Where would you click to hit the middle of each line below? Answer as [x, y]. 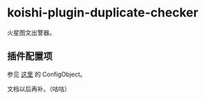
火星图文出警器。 [31, 32]
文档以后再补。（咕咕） [39, 89]
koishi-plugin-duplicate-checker [103, 13]
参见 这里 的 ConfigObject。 [47, 74]
